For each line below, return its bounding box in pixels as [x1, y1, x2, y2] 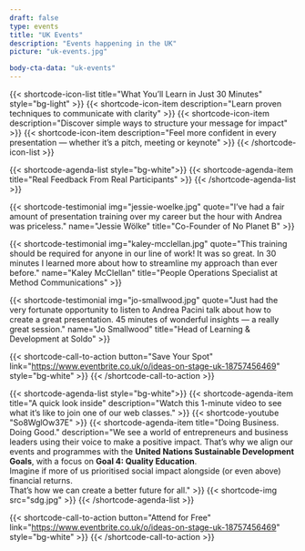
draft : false [9, 13, 59, 23]
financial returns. [9, 475, 73, 485]
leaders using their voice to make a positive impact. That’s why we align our [9, 436, 293, 447]
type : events [9, 22, 59, 31]
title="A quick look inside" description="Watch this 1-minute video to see [9, 398, 282, 408]
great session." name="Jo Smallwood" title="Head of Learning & [9, 324, 250, 334]
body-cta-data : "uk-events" [9, 64, 117, 73]
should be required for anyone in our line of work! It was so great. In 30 [9, 248, 277, 259]
